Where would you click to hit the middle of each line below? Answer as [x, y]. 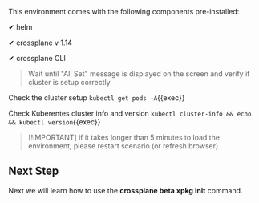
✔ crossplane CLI [37, 58]
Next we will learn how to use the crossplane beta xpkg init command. [125, 190]
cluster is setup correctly [69, 82]
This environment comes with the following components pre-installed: [124, 12]
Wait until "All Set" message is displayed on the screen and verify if [139, 74]
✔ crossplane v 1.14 [40, 43]
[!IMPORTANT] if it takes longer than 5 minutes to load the [124, 137]
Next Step [34, 171]
